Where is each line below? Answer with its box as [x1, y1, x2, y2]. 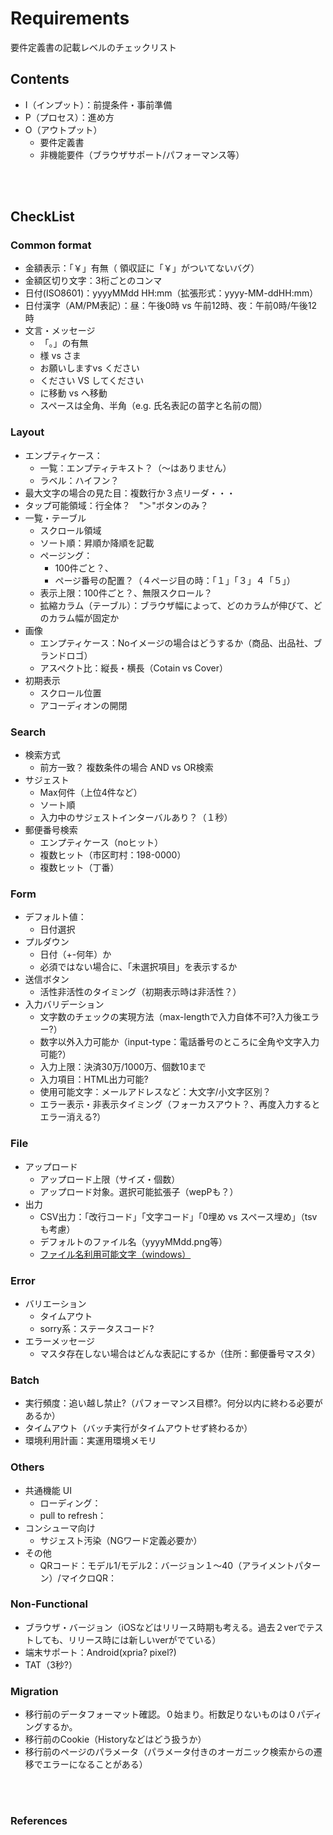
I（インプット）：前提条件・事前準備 [24, 98, 173, 111]
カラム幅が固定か [48, 612, 120, 624]
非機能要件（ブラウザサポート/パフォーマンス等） [39, 148, 245, 161]
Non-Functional [10, 1597, 88, 1611]
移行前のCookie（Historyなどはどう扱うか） [24, 1733, 207, 1746]
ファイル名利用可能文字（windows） [39, 1248, 192, 1260]
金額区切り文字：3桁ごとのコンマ [24, 275, 163, 287]
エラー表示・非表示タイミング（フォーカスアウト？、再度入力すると [39, 1098, 321, 1111]
